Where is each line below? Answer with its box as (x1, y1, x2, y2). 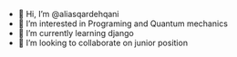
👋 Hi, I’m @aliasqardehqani (17, 9, 119, 19)
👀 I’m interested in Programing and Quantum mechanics (17, 18, 228, 29)
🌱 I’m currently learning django (17, 28, 134, 38)
